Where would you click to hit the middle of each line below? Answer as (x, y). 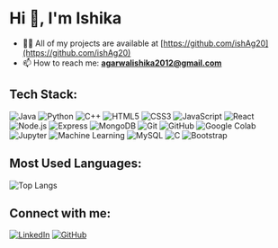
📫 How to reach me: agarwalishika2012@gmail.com (122, 63)
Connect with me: (60, 213)
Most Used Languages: (76, 164)
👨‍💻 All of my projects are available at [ (93, 43)
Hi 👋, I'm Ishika (66, 18)
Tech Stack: (44, 95)
